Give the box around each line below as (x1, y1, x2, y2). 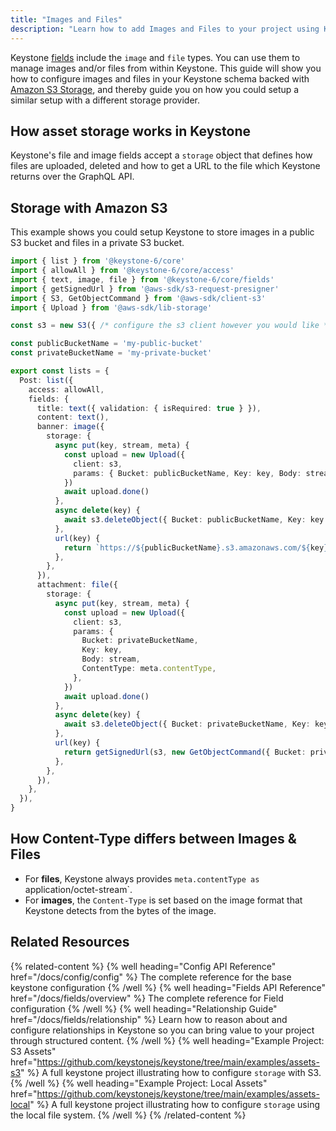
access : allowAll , (28, 384, 105, 395)
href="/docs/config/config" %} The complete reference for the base (10, 971, 292, 983)
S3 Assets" (10, 1045, 57, 1057)
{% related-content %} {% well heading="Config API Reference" (10, 960, 277, 972)
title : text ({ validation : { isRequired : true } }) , (36, 403, 262, 413)
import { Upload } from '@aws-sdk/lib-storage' (10, 302, 213, 313)
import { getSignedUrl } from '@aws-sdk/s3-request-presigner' (10, 284, 280, 294)
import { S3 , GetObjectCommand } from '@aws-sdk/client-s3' (10, 293, 267, 303)
